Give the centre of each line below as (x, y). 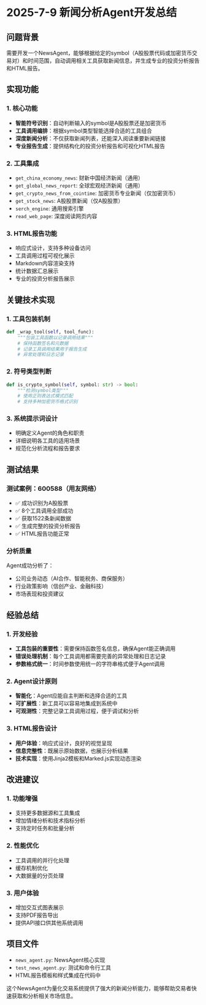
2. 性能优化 (23, 846)
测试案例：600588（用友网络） (53, 488)
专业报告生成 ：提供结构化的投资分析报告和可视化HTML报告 (90, 146)
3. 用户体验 (23, 893)
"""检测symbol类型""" (43, 390)
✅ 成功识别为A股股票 (42, 503)
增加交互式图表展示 (40, 907)
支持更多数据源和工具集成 (48, 813)
